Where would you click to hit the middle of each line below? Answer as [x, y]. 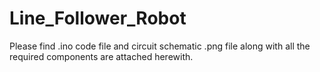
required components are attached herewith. [101, 56]
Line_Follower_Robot [98, 18]
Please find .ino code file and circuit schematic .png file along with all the [160, 46]
